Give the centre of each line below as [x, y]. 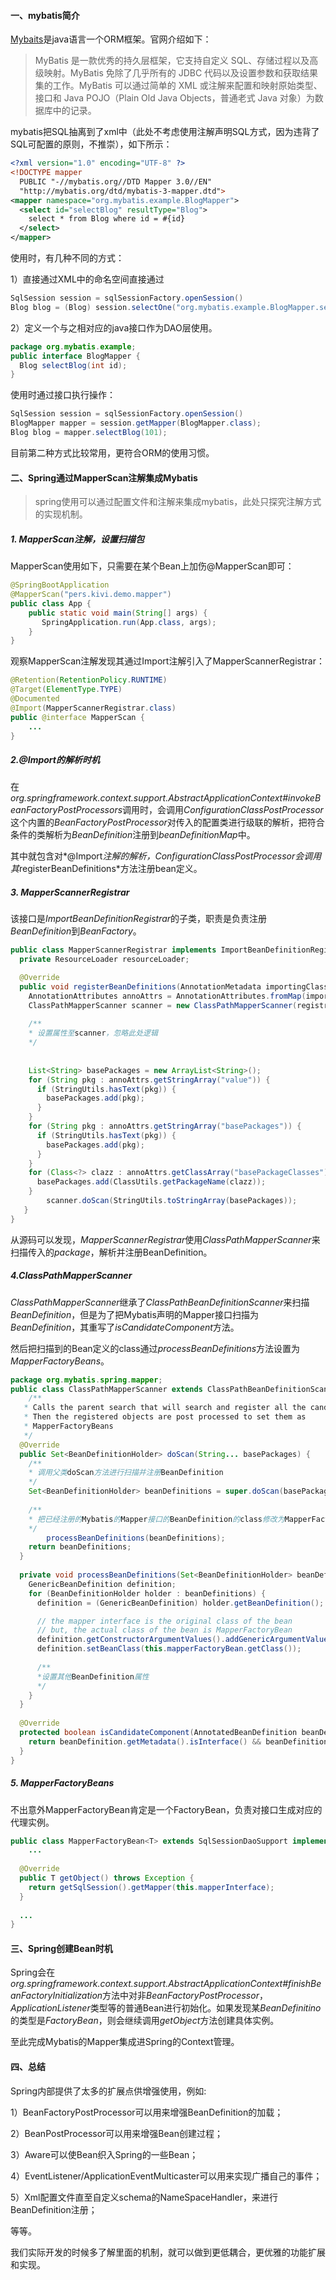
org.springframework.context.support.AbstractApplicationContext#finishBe [166, 1984]
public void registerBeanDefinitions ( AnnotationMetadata [140, 986]
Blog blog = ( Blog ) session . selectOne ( [93, 307]
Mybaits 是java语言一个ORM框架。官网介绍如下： [111, 39]
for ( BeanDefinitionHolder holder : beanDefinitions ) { [147, 1593]
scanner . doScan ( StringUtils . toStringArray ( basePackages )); [172, 1201]
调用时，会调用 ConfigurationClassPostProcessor [223, 810]
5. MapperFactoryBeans [62, 1783]
